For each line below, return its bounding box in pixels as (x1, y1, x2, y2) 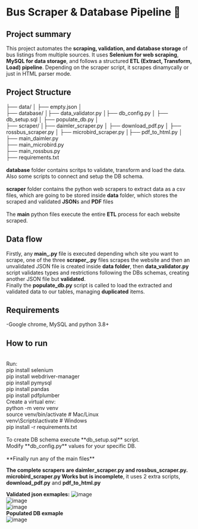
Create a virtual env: (6, 398, 56, 405)
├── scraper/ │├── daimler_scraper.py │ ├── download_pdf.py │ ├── (6, 122, 181, 129)
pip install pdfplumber (6, 392, 60, 399)
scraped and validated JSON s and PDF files (6, 198, 114, 205)
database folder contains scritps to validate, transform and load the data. (6, 166, 186, 173)
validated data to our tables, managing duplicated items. (6, 288, 145, 295)
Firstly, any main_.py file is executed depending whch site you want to (6, 250, 179, 257)
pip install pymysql (6, 379, 52, 386)
